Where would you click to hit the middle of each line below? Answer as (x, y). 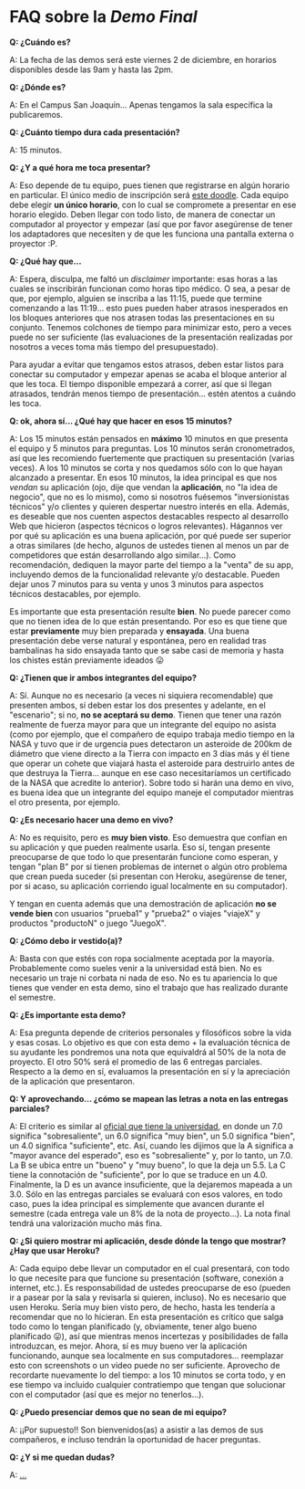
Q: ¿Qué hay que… (46, 261)
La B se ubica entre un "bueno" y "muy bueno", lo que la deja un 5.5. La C (147, 1165)
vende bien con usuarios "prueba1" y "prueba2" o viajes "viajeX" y (135, 913)
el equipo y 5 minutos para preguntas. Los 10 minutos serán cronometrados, (152, 448)
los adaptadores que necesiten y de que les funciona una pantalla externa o (152, 234)
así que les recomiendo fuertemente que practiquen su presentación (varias (152, 457)
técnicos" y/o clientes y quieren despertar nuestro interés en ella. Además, (149, 506)
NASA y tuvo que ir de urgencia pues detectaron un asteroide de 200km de (151, 744)
